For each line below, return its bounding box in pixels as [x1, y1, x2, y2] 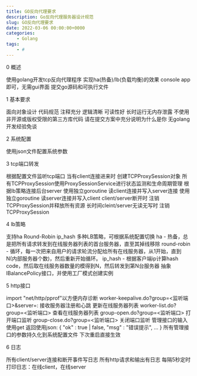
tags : [6, 42, 19, 47]
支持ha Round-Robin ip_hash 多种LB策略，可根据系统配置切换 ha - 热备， [6, 233, 184, 240]
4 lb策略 [6, 220, 26, 227]
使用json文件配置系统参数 [6, 148, 68, 155]
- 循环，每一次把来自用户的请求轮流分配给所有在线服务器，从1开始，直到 [6, 247, 182, 255]
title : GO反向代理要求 [6, 8, 56, 15]
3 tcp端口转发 [6, 160, 39, 167]
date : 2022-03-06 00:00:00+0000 [6, 25, 85, 31]
